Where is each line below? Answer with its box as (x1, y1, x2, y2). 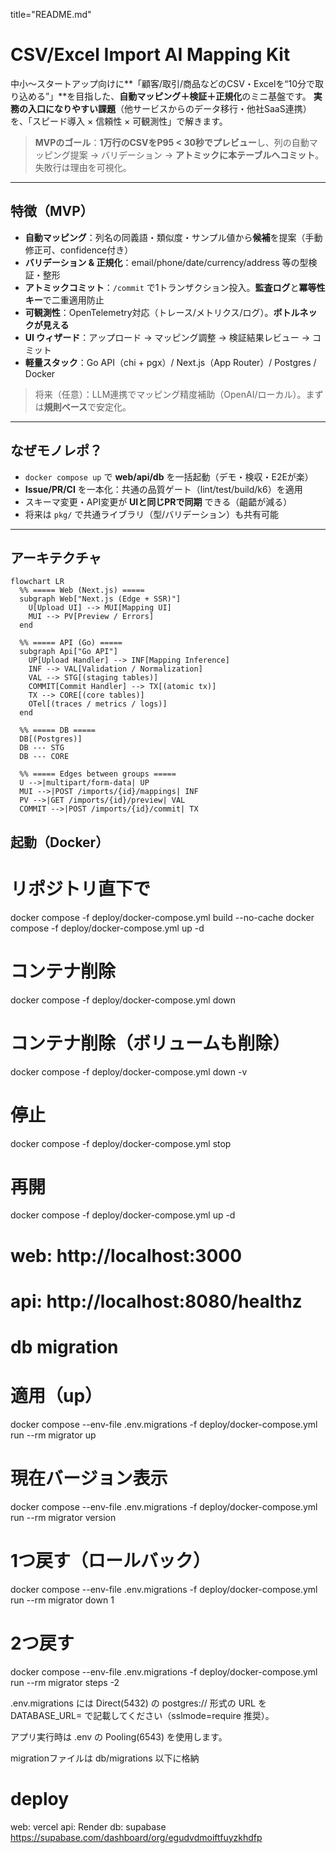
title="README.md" (10, 9, 92, 20)
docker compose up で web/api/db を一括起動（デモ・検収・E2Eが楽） (24, 470, 314, 483)
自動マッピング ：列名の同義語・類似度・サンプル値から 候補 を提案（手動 (24, 231, 323, 243)
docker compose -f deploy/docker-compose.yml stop (10, 1137, 232, 1149)
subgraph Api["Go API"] (19, 647, 118, 657)
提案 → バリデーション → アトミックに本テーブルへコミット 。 (69, 149, 325, 161)
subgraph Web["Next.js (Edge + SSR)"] (19, 594, 182, 604)
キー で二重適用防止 (24, 294, 105, 306)
